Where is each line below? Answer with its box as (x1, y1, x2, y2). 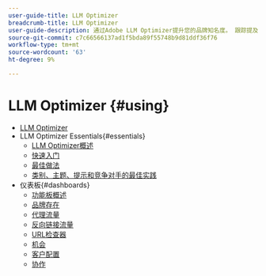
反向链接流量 (31, 219, 74, 229)
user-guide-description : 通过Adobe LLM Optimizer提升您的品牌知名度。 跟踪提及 (8, 26, 259, 34)
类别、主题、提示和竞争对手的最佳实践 (31, 170, 157, 180)
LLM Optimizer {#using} (8, 96, 170, 115)
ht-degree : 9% (8, 56, 55, 64)
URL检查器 (31, 229, 66, 239)
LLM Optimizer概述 (31, 140, 93, 150)
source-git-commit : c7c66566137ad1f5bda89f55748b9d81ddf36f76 (8, 33, 218, 42)
